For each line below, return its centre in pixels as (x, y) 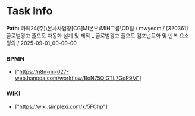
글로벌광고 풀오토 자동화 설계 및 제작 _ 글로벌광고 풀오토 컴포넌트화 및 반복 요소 (97, 35)
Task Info (29, 11)
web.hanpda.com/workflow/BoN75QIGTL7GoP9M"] (78, 78)
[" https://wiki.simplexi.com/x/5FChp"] (61, 106)
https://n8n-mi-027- (44, 72)
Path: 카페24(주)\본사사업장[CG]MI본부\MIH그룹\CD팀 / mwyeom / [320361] (97, 28)
